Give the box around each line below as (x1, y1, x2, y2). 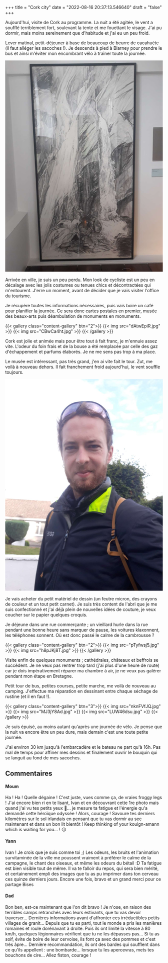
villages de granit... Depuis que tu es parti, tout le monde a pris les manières (5, 920, 162, 926)
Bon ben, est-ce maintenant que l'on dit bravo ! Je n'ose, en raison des (5, 904, 151, 910)
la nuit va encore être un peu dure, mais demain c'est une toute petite (5, 729, 148, 735)
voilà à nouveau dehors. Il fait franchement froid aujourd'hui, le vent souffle (5, 364, 160, 370)
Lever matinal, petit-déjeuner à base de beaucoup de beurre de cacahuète (5, 40, 159, 46)
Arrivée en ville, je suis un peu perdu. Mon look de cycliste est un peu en (5, 277, 155, 283)
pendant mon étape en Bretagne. (5, 673, 73, 679)
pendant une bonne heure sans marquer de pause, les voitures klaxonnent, (5, 627, 160, 633)
